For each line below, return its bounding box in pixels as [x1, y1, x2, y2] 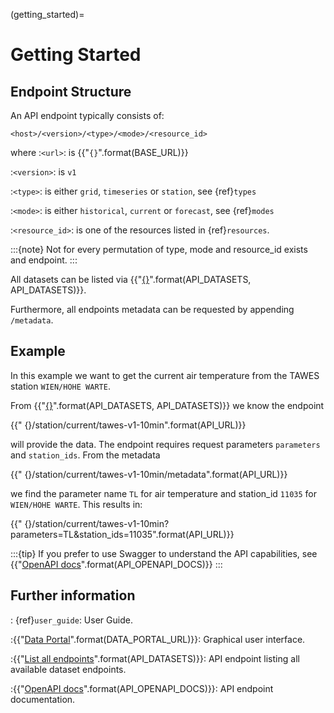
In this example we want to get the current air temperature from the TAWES [10, 369, 320, 381]
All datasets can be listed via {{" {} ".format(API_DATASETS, [10, 274, 252, 285]
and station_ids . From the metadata [10, 449, 161, 461]
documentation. [10, 693, 76, 705]
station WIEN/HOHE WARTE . [10, 380, 111, 392]
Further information [10, 587, 136, 604]
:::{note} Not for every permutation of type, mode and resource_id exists [10, 244, 308, 255]
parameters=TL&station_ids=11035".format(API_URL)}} [10, 528, 235, 540]
